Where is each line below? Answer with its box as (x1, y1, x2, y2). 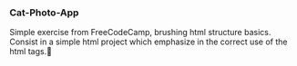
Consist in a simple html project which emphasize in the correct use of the (9, 36, 288, 47)
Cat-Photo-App (9, 6, 79, 19)
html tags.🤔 (9, 46, 53, 57)
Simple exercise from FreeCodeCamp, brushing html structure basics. (9, 27, 271, 38)
